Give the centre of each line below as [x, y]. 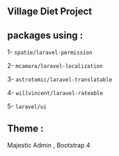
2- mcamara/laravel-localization [55, 66]
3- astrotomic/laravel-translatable [60, 79]
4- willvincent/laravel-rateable [55, 93]
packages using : [45, 35]
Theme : [25, 128]
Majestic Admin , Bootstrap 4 [49, 146]
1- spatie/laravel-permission [50, 52]
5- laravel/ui [27, 106]
